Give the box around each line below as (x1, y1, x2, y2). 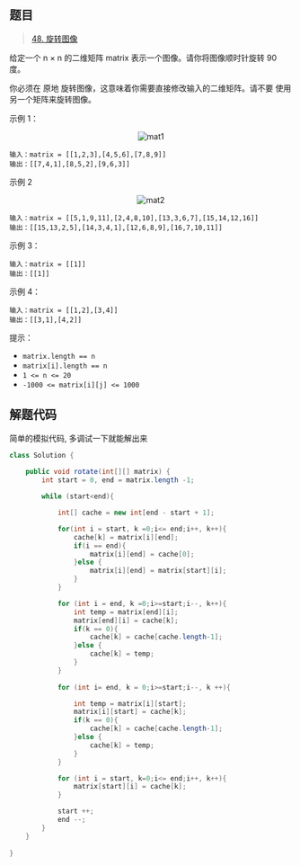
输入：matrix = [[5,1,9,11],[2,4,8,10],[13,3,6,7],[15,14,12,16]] (9, 213, 259, 222)
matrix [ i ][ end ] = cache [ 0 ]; (89, 549, 195, 558)
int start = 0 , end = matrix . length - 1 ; (41, 476, 195, 485)
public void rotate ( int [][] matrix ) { (25, 468, 171, 477)
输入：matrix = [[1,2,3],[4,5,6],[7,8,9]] (9, 150, 167, 159)
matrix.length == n (22, 352, 96, 361)
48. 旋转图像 (31, 33, 78, 44)
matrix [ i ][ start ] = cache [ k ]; (73, 708, 187, 717)
